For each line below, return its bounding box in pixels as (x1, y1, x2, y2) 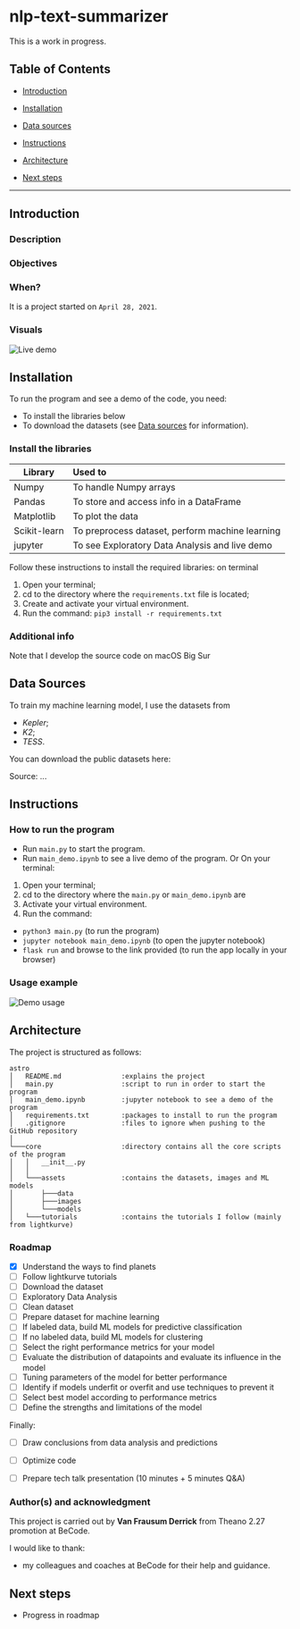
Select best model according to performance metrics (21, 1391, 217, 1402)
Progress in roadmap (21, 1610, 100, 1621)
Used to (72, 466, 107, 478)
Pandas (13, 495, 46, 508)
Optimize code (21, 1455, 77, 1465)
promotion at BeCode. (9, 1525, 91, 1536)
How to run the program (9, 824, 115, 836)
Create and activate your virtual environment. (21, 598, 189, 609)
